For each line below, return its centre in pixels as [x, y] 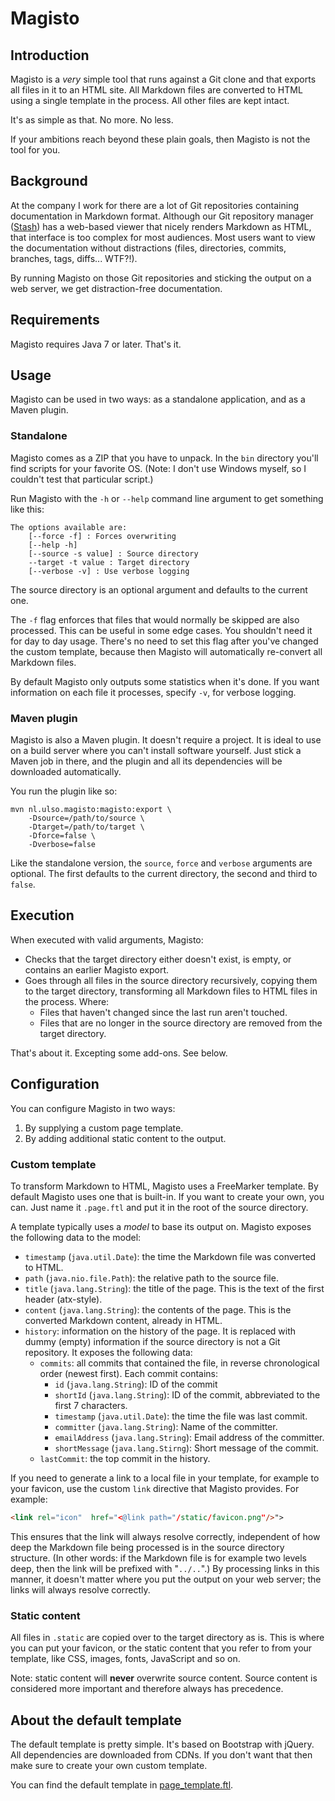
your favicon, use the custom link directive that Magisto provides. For [155, 1488]
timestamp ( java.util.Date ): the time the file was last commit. [181, 1416]
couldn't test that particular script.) [82, 479]
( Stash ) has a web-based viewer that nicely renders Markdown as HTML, [161, 226]
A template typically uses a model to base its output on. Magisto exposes [161, 1226]
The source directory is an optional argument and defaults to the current [159, 589]
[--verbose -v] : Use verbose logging [109, 571]
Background [49, 181]
